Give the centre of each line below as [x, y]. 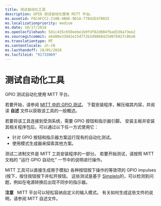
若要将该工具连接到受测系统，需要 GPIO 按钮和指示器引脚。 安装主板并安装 [80, 121]
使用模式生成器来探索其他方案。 [44, 143]
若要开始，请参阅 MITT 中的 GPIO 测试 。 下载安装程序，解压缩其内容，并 [78, 105]
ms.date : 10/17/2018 [26, 28]
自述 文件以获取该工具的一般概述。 [45, 111]
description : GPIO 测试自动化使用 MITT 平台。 [49, 14]
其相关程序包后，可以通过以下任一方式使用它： [52, 127]
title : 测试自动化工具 [25, 9]
